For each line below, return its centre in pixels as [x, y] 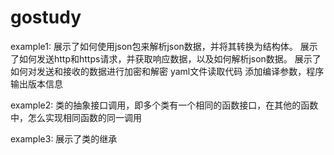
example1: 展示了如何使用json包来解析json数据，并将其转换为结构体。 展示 [164, 46]
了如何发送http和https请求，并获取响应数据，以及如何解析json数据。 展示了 [166, 58]
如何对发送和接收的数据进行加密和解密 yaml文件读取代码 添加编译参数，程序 [167, 71]
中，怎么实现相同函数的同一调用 [76, 117]
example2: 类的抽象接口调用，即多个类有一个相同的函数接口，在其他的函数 [164, 105]
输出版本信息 [36, 83]
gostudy [46, 17]
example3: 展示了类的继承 [64, 138]
